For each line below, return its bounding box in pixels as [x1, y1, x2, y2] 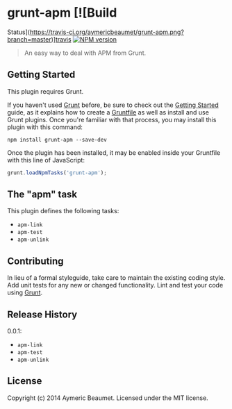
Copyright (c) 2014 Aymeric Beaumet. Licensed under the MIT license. [7, 394, 208, 402]
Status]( [7, 28, 30, 36]
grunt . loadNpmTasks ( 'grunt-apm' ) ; [7, 169, 108, 176]
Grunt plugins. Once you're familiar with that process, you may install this [7, 115, 217, 124]
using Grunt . [7, 288, 43, 297]
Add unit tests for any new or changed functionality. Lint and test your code [7, 281, 224, 290]
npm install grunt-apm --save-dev [7, 136, 108, 143]
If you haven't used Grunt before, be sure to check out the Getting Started [7, 101, 219, 109]
